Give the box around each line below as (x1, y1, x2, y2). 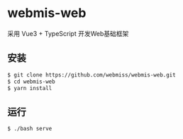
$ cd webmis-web (7, 78, 55, 85)
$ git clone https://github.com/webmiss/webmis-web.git (7, 71, 176, 79)
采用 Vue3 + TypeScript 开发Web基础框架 (7, 29, 129, 38)
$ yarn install (7, 84, 52, 91)
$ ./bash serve (7, 126, 52, 133)
